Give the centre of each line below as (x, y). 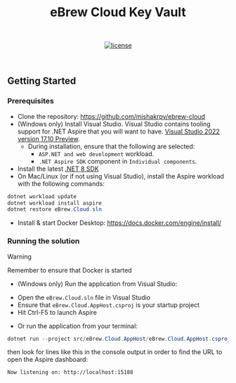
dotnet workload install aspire (54, 203)
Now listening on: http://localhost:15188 (70, 372)
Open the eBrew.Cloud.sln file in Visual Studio (84, 297)
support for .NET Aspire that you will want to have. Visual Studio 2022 (118, 131)
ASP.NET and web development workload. (96, 154)
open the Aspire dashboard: (48, 360)
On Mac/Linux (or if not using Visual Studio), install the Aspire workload (121, 176)
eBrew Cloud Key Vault (118, 12)
